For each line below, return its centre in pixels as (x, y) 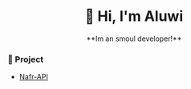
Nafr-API (34, 77)
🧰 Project (26, 59)
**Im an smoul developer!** (134, 38)
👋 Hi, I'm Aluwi (134, 16)
